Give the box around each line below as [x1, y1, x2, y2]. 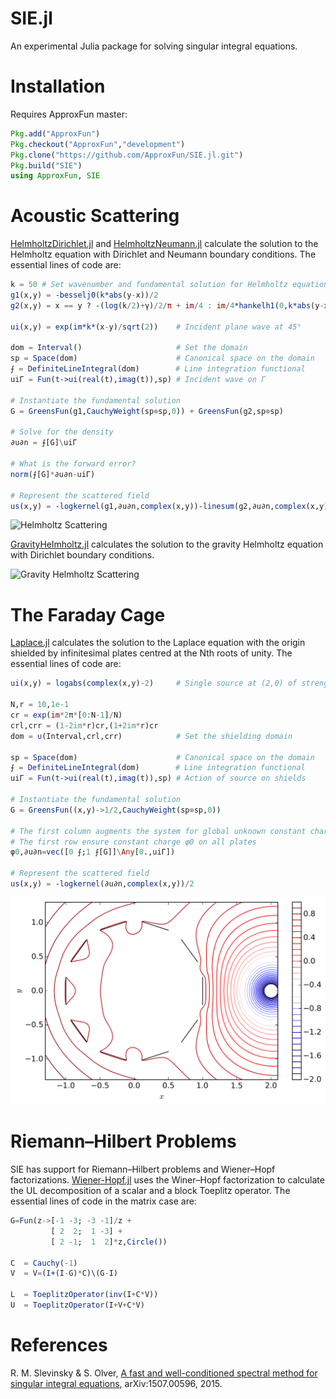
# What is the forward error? [10, 459, 137, 469]
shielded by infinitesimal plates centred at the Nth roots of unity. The [10, 647, 293, 659]
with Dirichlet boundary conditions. [10, 549, 155, 561]
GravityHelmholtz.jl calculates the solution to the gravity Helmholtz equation [10, 538, 324, 551]
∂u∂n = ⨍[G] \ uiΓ [10, 438, 78, 448]
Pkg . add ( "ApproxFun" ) [10, 128, 101, 139]
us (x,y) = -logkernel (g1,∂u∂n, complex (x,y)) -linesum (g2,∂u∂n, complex [10, 501, 307, 511]
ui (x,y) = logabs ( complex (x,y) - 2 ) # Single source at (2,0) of [10, 678, 298, 689]
